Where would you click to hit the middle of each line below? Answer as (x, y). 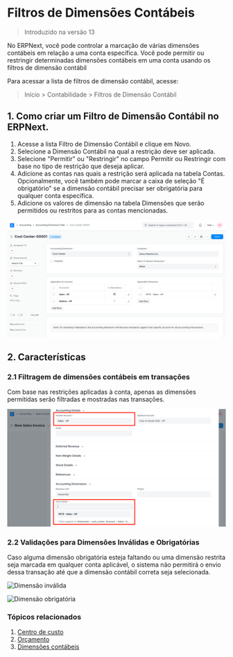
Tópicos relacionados (44, 617)
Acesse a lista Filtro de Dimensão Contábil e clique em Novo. (104, 144)
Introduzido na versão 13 (59, 32)
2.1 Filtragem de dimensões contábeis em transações (99, 376)
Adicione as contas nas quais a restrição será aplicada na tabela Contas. (121, 173)
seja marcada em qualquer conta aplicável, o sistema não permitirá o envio (114, 565)
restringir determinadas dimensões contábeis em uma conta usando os (109, 60)
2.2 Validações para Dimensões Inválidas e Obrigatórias (103, 542)
